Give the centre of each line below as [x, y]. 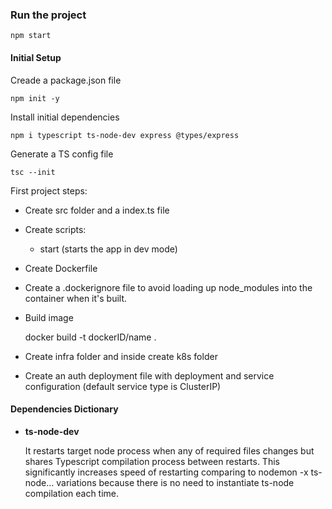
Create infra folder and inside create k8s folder [121, 356]
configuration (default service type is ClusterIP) [123, 386]
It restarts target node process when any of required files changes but [169, 450]
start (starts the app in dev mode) [108, 249]
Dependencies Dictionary [64, 409]
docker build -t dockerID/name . [90, 337]
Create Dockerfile [61, 268]
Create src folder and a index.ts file [97, 210]
